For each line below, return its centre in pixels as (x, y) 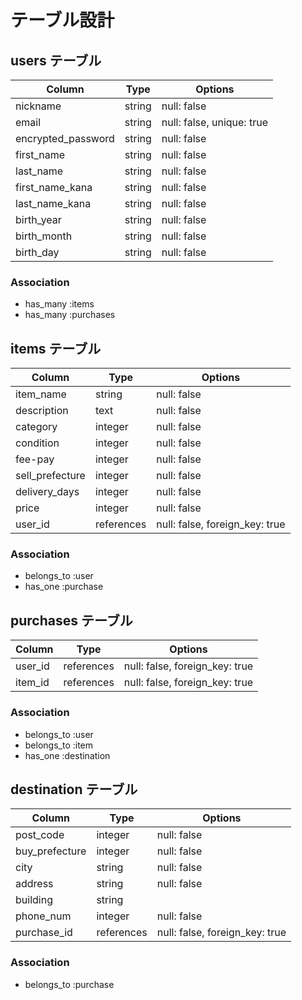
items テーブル (56, 348)
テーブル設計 (62, 20)
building (34, 900)
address (34, 884)
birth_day (37, 252)
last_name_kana (53, 203)
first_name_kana (54, 187)
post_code (40, 835)
